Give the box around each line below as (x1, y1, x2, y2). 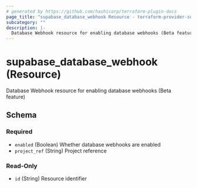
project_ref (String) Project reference (14, 147, 107, 154)
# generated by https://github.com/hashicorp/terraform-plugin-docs (6, 8, 177, 15)
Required (6, 128, 33, 136)
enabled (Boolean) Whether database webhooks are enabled (14, 141, 161, 148)
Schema (6, 110, 37, 120)
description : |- (6, 25, 46, 31)
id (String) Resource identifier (14, 175, 87, 182)
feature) (6, 93, 25, 100)
